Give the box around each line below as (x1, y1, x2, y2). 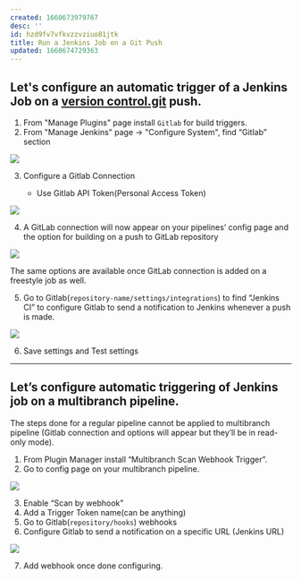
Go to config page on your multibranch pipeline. (22, 463, 200, 474)
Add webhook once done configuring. (22, 560, 163, 571)
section (22, 136, 51, 147)
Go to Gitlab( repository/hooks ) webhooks (22, 516, 178, 527)
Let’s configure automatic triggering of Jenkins (10, 380, 279, 395)
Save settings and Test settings (22, 345, 139, 356)
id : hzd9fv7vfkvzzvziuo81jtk (10, 30, 119, 38)
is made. (22, 311, 55, 322)
